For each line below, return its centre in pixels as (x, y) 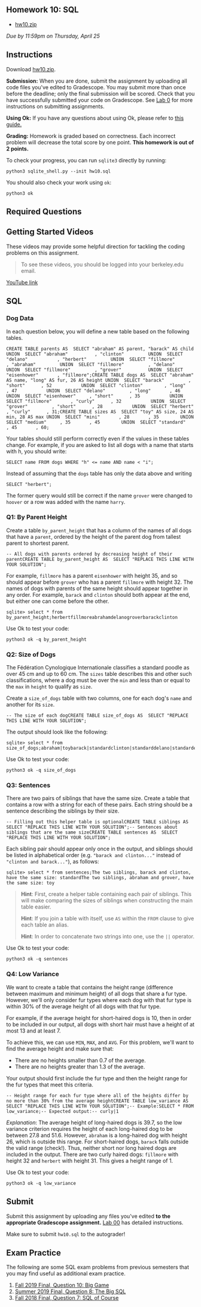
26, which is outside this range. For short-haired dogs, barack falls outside (98, 1142)
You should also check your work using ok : (59, 182)
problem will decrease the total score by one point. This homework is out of (100, 142)
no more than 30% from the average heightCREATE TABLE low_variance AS (97, 1101)
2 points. (17, 149)
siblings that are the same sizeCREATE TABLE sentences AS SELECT (92, 832)
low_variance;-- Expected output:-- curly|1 (63, 1111)
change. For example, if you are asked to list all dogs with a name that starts (100, 445)
